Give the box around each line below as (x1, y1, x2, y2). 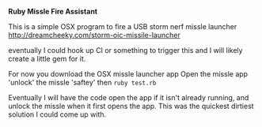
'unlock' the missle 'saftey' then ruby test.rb (8, 78, 157, 87)
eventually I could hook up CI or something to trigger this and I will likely (8, 46, 243, 54)
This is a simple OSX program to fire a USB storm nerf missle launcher (8, 22, 237, 31)
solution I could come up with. (8, 110, 107, 119)
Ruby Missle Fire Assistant (8, 7, 97, 16)
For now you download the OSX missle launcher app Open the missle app (8, 69, 248, 78)
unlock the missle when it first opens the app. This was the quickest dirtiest (8, 102, 255, 110)
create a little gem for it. (8, 54, 86, 63)
